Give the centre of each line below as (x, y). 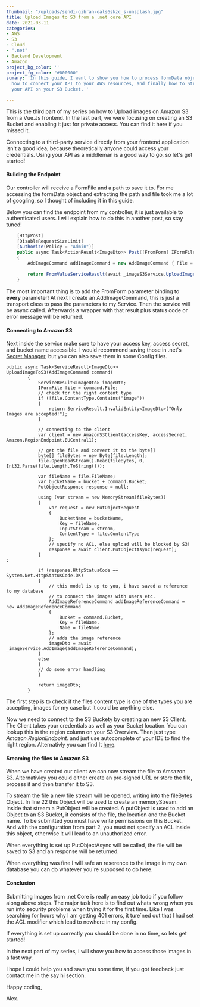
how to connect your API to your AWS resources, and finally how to (98, 84)
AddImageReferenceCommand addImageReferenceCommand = (117, 602)
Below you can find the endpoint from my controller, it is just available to (95, 212)
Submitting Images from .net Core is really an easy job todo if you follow (95, 896)
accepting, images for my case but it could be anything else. (80, 708)
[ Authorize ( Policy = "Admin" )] (56, 247)
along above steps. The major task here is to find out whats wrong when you (100, 903)
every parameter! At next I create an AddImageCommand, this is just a (93, 297)
